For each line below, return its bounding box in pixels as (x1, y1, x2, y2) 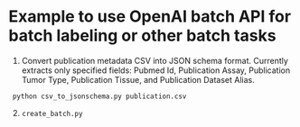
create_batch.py (21, 109, 83, 118)
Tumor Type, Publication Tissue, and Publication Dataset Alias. (21, 74, 255, 85)
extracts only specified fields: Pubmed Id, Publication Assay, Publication (21, 65, 291, 76)
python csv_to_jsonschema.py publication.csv (12, 92, 187, 101)
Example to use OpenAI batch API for (8, 6, 291, 27)
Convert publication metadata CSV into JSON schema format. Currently (21, 55, 288, 66)
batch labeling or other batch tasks (8, 25, 277, 46)
